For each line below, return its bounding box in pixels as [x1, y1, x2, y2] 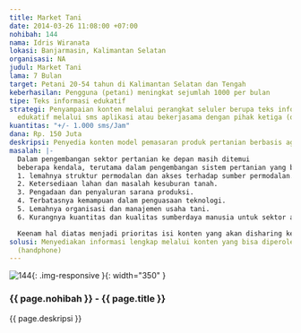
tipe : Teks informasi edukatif [9, 96, 126, 106]
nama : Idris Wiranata [9, 38, 90, 47]
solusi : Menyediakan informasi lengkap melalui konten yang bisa [9, 237, 258, 246]
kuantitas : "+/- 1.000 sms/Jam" [9, 122, 130, 131]
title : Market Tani [9, 13, 82, 22]
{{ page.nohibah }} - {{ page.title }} [9, 293, 166, 305]
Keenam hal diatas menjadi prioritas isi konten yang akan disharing [17, 229, 282, 238]
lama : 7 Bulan [9, 72, 63, 81]
